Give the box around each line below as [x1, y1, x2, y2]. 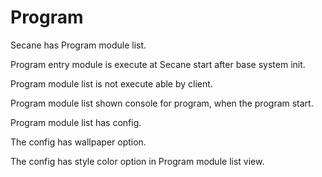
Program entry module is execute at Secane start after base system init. [10, 58, 306, 70]
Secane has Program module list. [10, 39, 147, 51]
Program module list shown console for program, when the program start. [10, 97, 314, 109]
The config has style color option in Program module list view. [10, 155, 265, 167]
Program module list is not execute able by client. [10, 77, 213, 90]
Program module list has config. [10, 116, 142, 128]
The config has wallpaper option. [10, 136, 147, 148]
